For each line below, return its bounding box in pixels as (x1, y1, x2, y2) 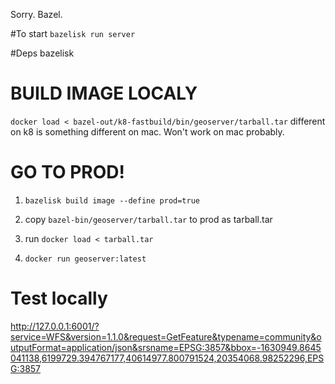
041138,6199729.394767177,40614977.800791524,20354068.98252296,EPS (10, 352, 325, 364)
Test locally (10, 287, 108, 310)
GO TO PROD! (10, 161, 126, 184)
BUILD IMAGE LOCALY (10, 82, 198, 105)
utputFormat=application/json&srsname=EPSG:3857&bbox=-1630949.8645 (10, 341, 322, 353)
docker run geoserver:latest (24, 254, 147, 264)
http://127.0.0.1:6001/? (10, 320, 100, 332)
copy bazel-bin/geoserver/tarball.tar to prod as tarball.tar (24, 213, 273, 225)
